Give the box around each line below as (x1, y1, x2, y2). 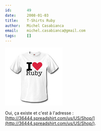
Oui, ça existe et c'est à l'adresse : (5, 110, 74, 116)
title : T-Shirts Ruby (5, 18, 55, 23)
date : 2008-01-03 (5, 13, 49, 18)
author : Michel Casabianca (5, 23, 64, 28)
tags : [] (5, 33, 32, 38)
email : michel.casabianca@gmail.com (5, 28, 86, 33)
